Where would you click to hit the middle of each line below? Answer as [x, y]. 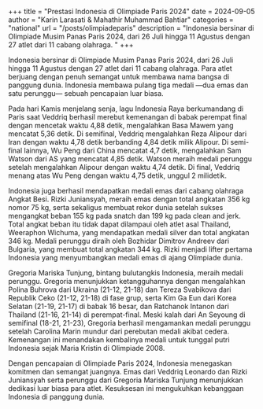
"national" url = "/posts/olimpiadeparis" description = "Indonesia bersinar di [131, 28]
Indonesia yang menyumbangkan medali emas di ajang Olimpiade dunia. [126, 258]
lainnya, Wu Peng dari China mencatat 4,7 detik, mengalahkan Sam [133, 150]
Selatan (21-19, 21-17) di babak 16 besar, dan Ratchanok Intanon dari [119, 306]
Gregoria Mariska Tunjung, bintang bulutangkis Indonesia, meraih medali [126, 273]
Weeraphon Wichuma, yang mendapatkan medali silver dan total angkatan [129, 232]
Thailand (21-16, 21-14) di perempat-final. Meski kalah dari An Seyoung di [127, 315]
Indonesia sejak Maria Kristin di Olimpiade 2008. [87, 348]
